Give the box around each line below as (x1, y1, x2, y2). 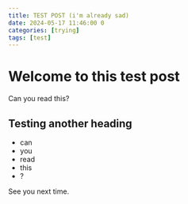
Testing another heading (8, 116, 132, 130)
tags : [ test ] (8, 33, 52, 42)
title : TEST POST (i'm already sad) (8, 11, 129, 20)
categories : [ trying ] (8, 26, 80, 34)
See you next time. (8, 187, 70, 196)
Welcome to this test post (8, 68, 180, 85)
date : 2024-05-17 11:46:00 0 (8, 19, 105, 27)
